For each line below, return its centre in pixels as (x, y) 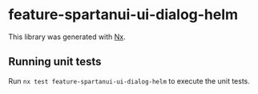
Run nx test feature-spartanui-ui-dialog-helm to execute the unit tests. (129, 80)
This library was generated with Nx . (67, 37)
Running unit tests (55, 62)
